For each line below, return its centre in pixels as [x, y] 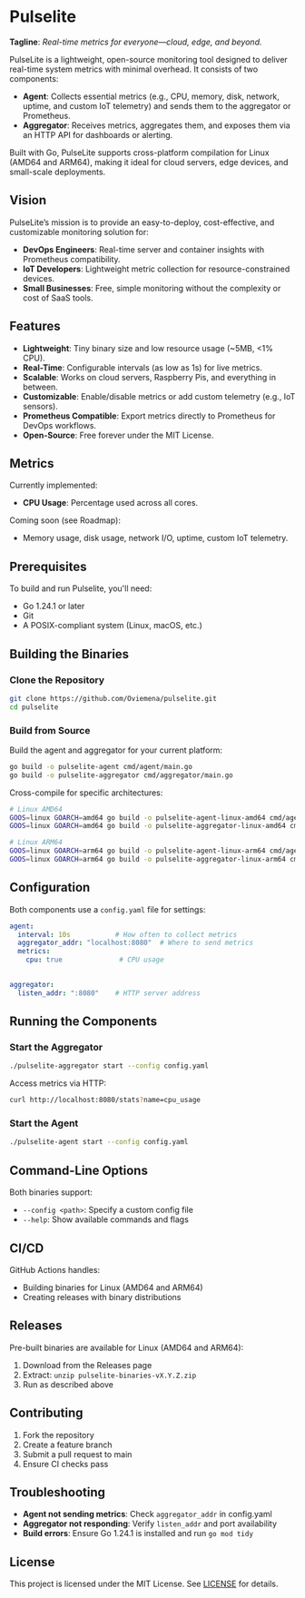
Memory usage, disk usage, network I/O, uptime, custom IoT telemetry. [155, 538]
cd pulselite [34, 707]
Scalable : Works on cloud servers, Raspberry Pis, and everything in [149, 377]
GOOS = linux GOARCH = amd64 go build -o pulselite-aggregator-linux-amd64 [148, 826]
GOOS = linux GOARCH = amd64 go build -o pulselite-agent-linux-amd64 [138, 818]
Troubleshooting [58, 1492]
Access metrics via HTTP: [58, 1083]
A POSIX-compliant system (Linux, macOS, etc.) [112, 626]
